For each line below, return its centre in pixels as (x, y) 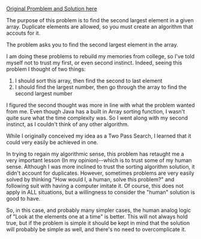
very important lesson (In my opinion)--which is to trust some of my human (99, 160)
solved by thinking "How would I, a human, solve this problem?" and (90, 179)
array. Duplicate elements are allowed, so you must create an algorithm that (100, 27)
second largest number (44, 93)
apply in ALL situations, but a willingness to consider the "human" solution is (100, 192)
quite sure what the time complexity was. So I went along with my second (97, 118)
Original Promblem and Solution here (52, 9)
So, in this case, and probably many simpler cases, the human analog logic (99, 210)
